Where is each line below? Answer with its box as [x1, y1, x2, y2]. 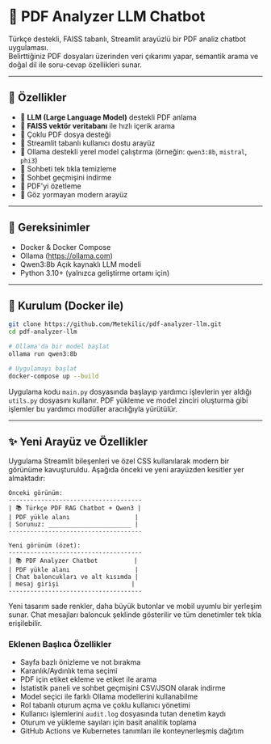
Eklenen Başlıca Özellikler [8, 639, 112, 650]
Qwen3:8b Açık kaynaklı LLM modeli [19, 259, 141, 269]
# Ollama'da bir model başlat [8, 343, 110, 351]
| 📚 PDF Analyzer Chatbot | [8, 557, 138, 565]
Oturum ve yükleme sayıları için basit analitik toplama [19, 717, 197, 727]
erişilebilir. [8, 619, 43, 628]
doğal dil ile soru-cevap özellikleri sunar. [8, 60, 143, 70]
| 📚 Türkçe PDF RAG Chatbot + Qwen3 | [8, 505, 142, 513]
